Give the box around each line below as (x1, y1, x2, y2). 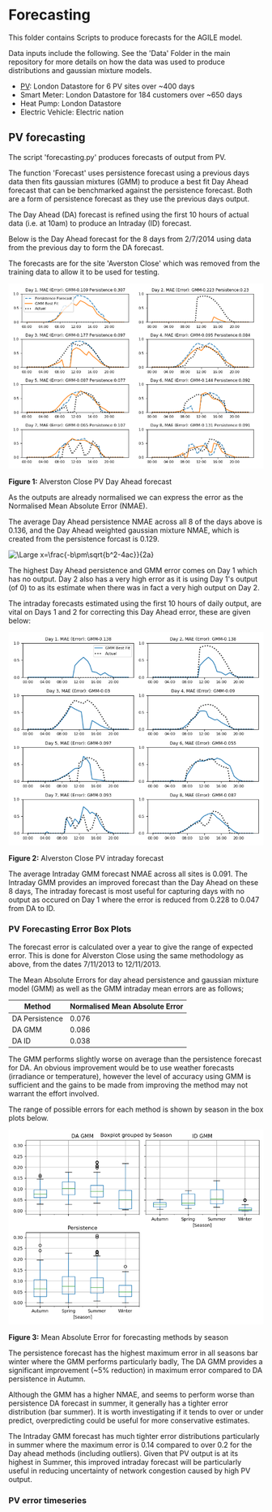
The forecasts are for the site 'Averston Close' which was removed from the (8, 258, 261, 268)
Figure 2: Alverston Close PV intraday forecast (8, 853, 164, 862)
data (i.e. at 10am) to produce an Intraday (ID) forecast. (8, 218, 192, 228)
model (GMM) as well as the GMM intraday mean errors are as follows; (8, 983, 244, 993)
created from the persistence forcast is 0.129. (8, 534, 159, 543)
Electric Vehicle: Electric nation (19, 107, 124, 117)
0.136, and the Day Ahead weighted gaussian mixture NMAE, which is (8, 525, 240, 535)
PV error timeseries (8, 1494, 87, 1506)
